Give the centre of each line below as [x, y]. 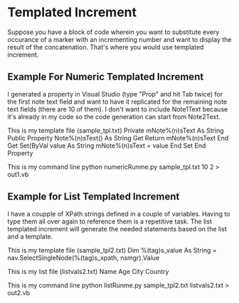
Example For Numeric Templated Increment [106, 77]
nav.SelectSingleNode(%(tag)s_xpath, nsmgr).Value [84, 258]
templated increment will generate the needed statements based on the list [117, 228]
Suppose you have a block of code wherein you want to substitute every [113, 32]
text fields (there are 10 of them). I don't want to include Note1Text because [118, 109]
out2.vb [19, 292]
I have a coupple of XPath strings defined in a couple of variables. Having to [119, 214]
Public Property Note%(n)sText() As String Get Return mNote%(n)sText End [118, 138]
